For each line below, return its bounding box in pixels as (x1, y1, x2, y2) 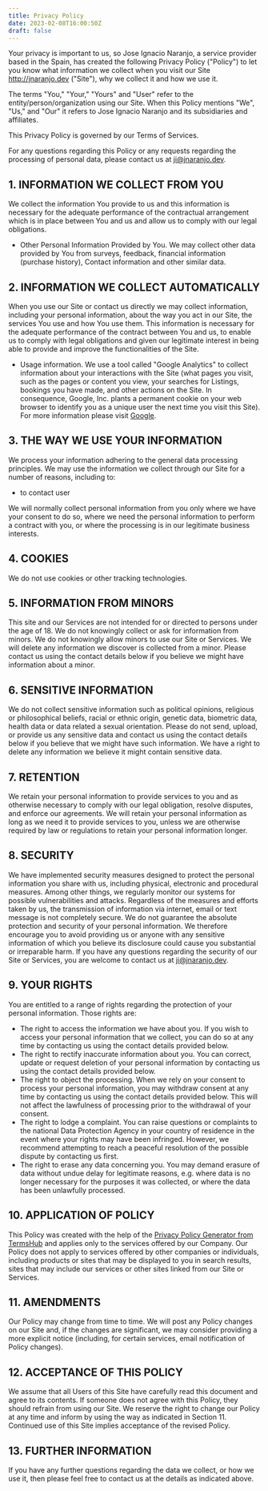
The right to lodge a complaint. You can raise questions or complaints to (19, 1117, 258, 1127)
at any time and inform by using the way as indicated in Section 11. (8, 1413, 227, 1422)
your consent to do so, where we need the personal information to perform (8, 512, 255, 521)
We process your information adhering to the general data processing (8, 455, 238, 464)
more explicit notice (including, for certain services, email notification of (8, 1334, 246, 1344)
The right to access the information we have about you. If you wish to (19, 1023, 250, 1033)
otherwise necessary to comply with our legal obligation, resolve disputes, (8, 800, 254, 810)
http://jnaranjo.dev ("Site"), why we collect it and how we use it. (8, 74, 218, 84)
